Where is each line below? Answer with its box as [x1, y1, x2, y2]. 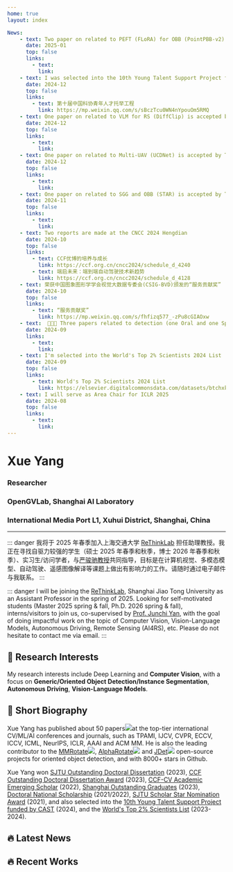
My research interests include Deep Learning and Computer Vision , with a [7, 670, 221, 678]
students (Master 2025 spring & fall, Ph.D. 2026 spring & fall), [7, 602, 183, 610]
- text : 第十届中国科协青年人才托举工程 [32, 100, 135, 108]
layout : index [7, 17, 49, 24]
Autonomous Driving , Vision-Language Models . [7, 684, 148, 693]
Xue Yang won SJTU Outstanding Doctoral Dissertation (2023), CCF [7, 768, 202, 776]
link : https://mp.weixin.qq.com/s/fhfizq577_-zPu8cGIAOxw [37, 313, 209, 320]
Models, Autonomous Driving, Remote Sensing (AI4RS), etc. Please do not [7, 624, 219, 632]
